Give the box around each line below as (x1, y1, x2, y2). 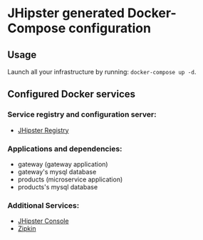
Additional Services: (7, 200, 80, 210)
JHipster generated (7, 5, 125, 21)
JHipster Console (17, 216, 69, 226)
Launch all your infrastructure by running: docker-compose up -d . (7, 68, 197, 76)
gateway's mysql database (17, 167, 97, 176)
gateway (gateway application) (17, 159, 108, 169)
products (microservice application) (17, 175, 123, 184)
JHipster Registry (17, 126, 69, 134)
